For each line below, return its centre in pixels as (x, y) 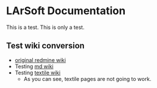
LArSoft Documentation (66, 11)
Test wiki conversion (45, 46)
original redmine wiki (40, 60)
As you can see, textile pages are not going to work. (87, 79)
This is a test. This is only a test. (45, 27)
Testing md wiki (34, 66)
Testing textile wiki (37, 73)
